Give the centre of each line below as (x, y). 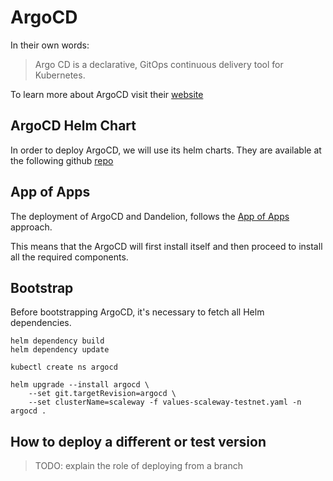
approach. (31, 227)
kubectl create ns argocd (64, 367)
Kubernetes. (60, 75)
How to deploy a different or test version (138, 441)
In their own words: (50, 45)
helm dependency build (57, 341)
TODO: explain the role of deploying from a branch (138, 466)
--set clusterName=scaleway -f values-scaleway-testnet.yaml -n (165, 402)
